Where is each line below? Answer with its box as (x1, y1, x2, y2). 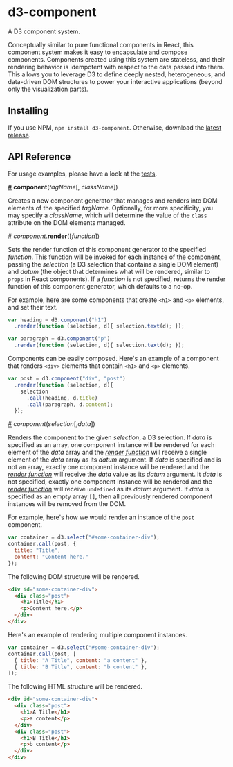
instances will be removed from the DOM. (8, 500, 127, 508)
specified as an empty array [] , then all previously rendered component (8, 492, 213, 500)
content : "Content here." (14, 553, 89, 560)
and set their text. (8, 303, 58, 311)
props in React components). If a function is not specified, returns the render (8, 275, 226, 283)
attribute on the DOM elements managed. (8, 218, 126, 226)
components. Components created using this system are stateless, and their (8, 55, 225, 63)
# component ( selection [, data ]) (8, 420, 95, 428)
